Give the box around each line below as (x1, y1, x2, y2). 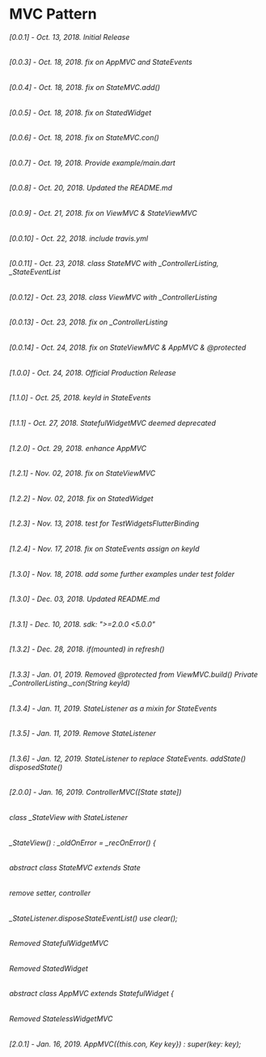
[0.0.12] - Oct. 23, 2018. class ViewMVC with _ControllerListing (9, 292, 217, 302)
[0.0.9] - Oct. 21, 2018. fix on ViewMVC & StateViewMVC (9, 208, 197, 218)
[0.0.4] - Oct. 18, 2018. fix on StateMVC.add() (9, 83, 161, 92)
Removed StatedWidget (9, 963, 88, 973)
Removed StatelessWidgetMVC (9, 1013, 113, 1023)
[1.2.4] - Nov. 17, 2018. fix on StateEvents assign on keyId (9, 544, 201, 553)
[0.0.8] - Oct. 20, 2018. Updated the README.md (9, 183, 173, 193)
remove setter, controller (9, 887, 91, 897)
